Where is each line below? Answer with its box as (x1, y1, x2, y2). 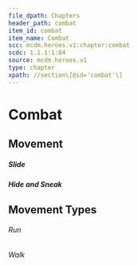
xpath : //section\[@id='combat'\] (8, 71, 124, 79)
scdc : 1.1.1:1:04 (8, 49, 66, 57)
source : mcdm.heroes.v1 (8, 57, 88, 65)
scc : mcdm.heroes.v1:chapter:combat (8, 42, 130, 50)
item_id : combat (8, 26, 62, 34)
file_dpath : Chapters (8, 11, 81, 20)
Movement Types (8, 203, 97, 216)
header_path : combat (8, 19, 77, 27)
